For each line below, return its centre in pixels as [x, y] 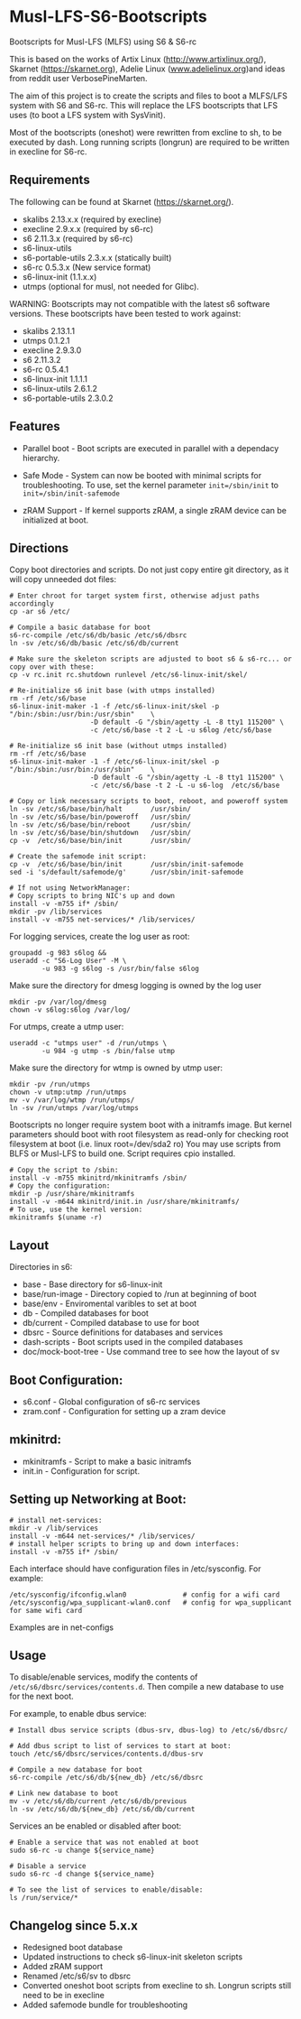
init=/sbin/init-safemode [71, 494]
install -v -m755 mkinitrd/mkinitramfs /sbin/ [98, 1178]
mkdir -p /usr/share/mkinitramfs [72, 1194]
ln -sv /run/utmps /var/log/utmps [74, 1108]
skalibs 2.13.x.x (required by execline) [92, 219]
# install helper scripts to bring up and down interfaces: [125, 1544]
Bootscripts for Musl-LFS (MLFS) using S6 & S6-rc [103, 42]
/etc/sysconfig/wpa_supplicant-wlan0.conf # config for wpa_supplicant [151, 1602]
